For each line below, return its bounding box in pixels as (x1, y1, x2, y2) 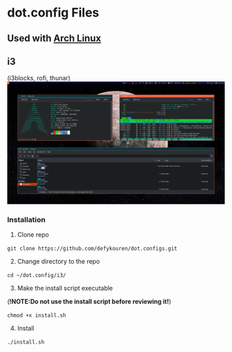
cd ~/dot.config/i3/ (7, 272, 67, 279)
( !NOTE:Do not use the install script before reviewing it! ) (7, 297, 171, 306)
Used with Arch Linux (7, 32, 101, 44)
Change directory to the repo (17, 257, 100, 266)
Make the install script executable (17, 284, 113, 293)
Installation (7, 215, 46, 224)
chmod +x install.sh (7, 312, 67, 319)
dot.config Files (7, 5, 99, 21)
